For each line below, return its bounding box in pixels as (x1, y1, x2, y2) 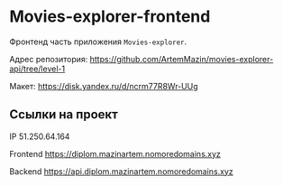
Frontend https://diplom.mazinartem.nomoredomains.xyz (9, 148, 221, 159)
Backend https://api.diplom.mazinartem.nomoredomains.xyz (9, 165, 234, 177)
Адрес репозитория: (9, 53, 88, 64)
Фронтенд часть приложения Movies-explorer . (9, 36, 187, 47)
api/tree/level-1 (9, 63, 66, 74)
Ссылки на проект (9, 107, 119, 123)
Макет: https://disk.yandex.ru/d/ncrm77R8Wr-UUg (9, 80, 198, 91)
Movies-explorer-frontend (9, 6, 211, 27)
